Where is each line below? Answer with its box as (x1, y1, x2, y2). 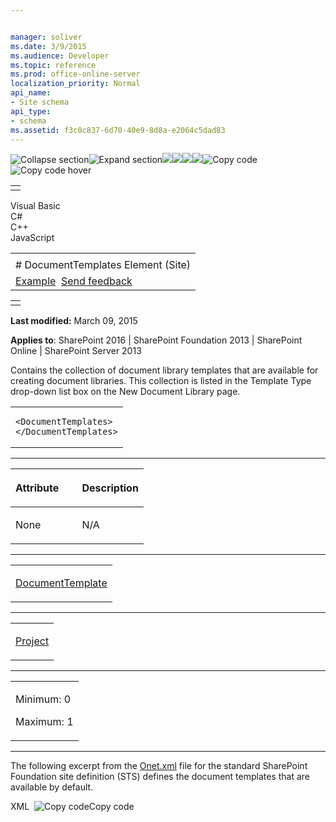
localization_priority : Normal (10, 79, 141, 89)
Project (15, 634, 50, 648)
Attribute (15, 481, 60, 495)
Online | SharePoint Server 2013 (10, 345, 142, 357)
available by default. (10, 781, 94, 793)
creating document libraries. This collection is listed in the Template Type (10, 375, 312, 387)
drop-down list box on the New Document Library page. (10, 386, 241, 398)
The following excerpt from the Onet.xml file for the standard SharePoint (10, 760, 308, 772)
